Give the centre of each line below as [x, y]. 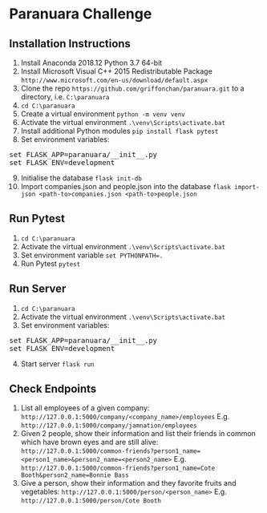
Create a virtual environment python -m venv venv [103, 114]
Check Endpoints [53, 389]
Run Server [38, 289]
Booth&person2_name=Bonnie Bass [75, 475]
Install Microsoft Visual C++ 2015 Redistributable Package [117, 71]
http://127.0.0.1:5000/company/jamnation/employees [109, 426]
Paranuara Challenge [81, 14]
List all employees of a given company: [85, 408]
